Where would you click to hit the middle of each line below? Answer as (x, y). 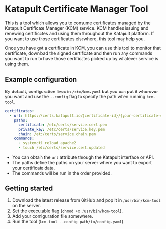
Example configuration (41, 79)
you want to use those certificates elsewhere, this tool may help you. (75, 39)
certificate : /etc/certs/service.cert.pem (62, 125)
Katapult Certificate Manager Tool (77, 9)
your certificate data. (34, 168)
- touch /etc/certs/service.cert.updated (62, 148)
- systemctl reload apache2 (47, 143)
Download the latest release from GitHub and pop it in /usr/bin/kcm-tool (86, 200)
